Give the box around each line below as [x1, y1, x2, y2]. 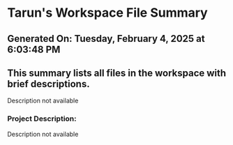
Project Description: [7, 114, 77, 123]
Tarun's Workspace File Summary [7, 5, 208, 21]
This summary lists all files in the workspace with [7, 67, 227, 79]
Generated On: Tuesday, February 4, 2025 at [7, 33, 205, 45]
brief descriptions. [7, 78, 90, 90]
